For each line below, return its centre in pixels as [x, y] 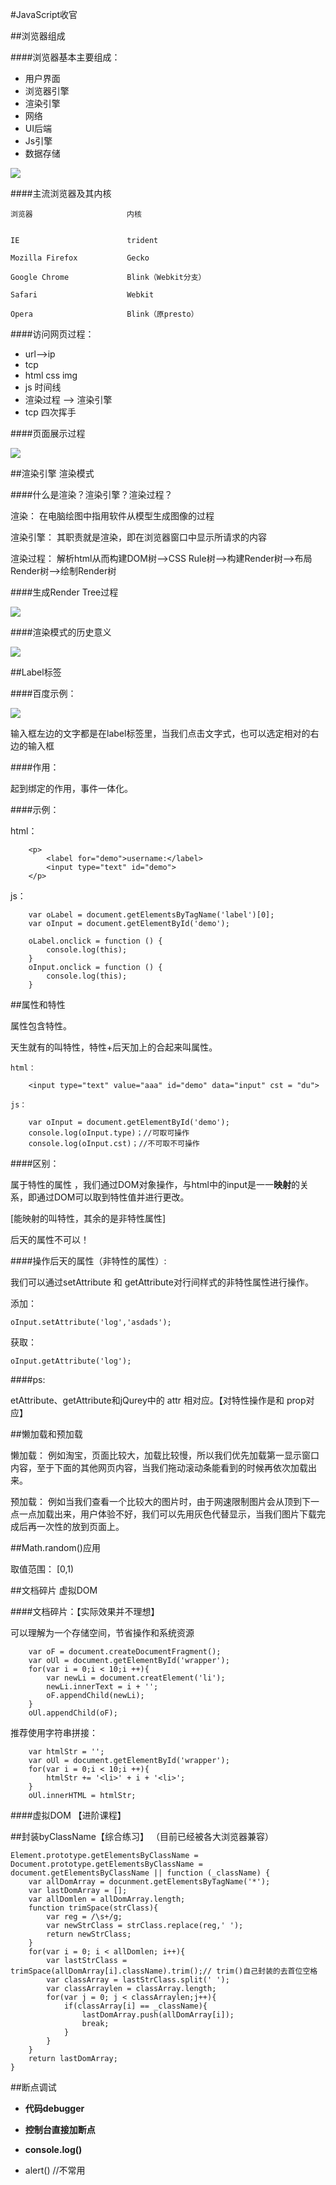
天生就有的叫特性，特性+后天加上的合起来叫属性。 [114, 1047]
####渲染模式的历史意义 [61, 632]
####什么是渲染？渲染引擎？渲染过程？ [91, 494]
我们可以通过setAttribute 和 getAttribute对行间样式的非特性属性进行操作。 [162, 1282]
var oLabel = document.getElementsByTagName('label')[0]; [151, 915]
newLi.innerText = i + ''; [102, 1687]
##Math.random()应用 [55, 1547]
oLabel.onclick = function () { [95, 941]
